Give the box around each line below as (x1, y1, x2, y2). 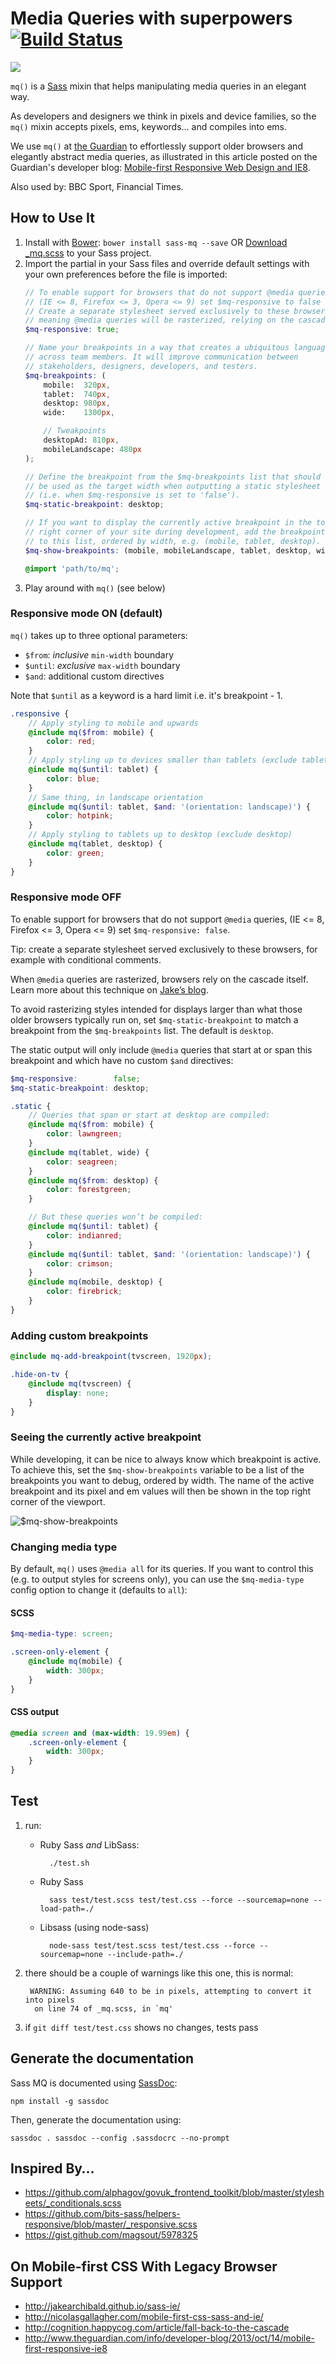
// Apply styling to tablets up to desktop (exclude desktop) (28, 830, 293, 840)
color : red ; (46, 737, 97, 747)
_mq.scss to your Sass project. (24, 247, 152, 259)
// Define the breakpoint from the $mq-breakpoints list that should (24, 472, 322, 482)
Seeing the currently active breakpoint (10, 1430, 202, 1444)
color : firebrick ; (46, 1287, 123, 1297)
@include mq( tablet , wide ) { (28, 1147, 150, 1157)
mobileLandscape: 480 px (43, 444, 142, 454)
